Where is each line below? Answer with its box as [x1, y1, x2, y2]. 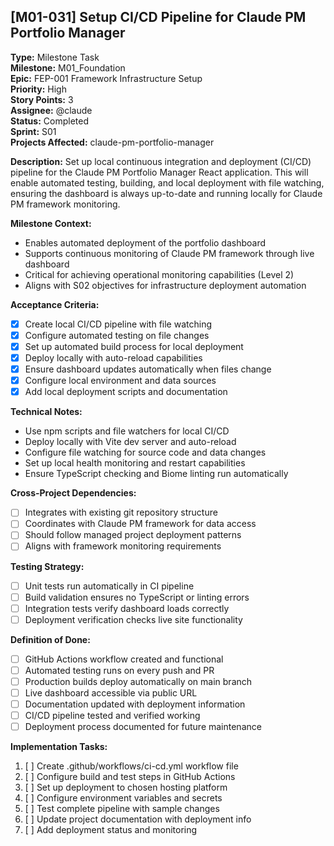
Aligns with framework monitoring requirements [24, 540, 222, 552]
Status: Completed [10, 115, 89, 127]
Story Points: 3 [10, 93, 74, 105]
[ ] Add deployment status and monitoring [24, 824, 198, 836]
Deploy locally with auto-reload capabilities [24, 352, 203, 364]
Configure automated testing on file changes [24, 329, 210, 341]
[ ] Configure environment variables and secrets [24, 792, 223, 804]
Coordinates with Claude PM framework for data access [24, 518, 257, 530]
